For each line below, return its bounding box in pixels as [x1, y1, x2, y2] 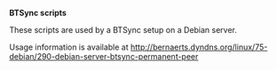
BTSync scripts [9, 8, 67, 18]
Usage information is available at [9, 42, 129, 52]
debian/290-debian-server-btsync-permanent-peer [9, 51, 199, 61]
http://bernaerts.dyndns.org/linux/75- [130, 42, 268, 52]
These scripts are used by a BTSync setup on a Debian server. [9, 25, 238, 35]
